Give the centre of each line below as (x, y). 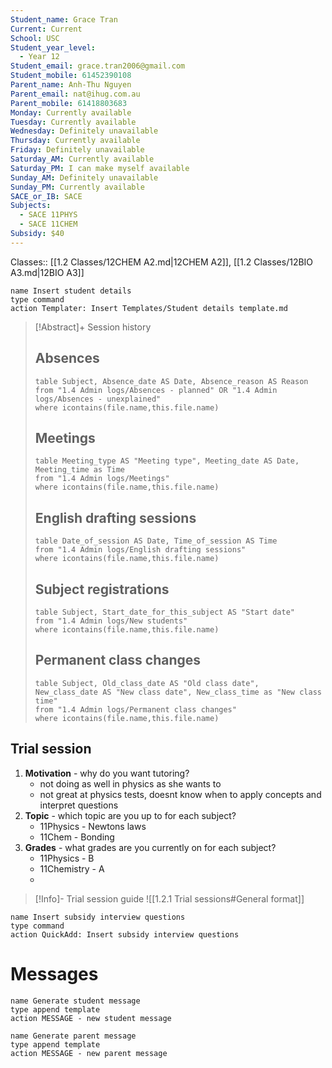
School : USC (35, 38)
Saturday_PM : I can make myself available (100, 168)
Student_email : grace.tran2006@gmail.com (98, 66)
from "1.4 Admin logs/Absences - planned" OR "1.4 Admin (156, 390)
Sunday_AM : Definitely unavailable (84, 177)
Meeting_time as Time (79, 470)
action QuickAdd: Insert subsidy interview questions (125, 934)
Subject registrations (102, 589)
